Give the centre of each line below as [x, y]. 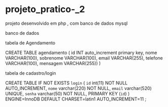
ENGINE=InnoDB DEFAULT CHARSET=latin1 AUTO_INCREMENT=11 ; [76, 99]
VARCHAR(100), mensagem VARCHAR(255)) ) [53, 63]
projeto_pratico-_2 [45, 9]
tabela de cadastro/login [31, 73]
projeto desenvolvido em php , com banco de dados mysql [67, 23]
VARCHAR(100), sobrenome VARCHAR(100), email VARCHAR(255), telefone [84, 58]
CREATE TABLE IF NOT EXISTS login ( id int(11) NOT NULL [67, 83]
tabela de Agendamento [30, 43]
